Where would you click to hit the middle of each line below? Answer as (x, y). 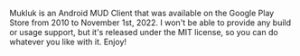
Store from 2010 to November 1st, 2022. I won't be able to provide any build (150, 23)
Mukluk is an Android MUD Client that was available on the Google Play (142, 13)
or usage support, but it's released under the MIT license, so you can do (144, 32)
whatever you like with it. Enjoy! (68, 42)
